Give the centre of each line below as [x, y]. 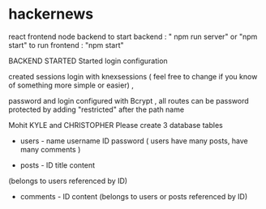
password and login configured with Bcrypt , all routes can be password [129, 100]
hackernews [51, 14]
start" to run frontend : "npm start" [66, 45]
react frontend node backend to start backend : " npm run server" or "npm [133, 36]
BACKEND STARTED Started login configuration [88, 61]
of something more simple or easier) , [71, 85]
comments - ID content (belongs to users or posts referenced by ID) [134, 196]
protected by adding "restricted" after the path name [97, 109]
